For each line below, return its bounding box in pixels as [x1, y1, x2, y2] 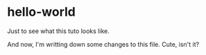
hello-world [7, 4, 76, 20]
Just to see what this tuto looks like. [7, 27, 110, 35]
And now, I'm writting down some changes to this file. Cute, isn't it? [7, 40, 200, 48]
